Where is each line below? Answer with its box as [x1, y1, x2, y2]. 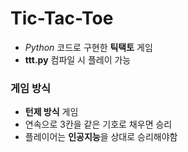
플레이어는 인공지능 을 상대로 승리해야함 [24, 131, 178, 143]
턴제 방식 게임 [24, 106, 79, 118]
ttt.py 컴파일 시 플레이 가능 [24, 53, 132, 66]
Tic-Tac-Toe [10, 7, 114, 30]
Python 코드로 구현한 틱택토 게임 [24, 41, 153, 53]
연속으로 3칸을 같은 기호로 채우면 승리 [24, 118, 173, 131]
